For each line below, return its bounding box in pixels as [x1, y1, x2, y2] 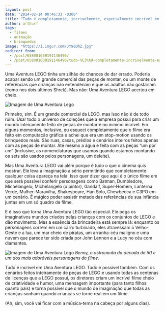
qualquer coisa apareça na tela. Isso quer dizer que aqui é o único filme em [5, 173, 158, 179]
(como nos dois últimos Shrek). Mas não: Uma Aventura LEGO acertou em [5, 87, 155, 93]
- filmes [9, 30, 27, 35]
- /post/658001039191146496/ [9, 53, 69, 58]
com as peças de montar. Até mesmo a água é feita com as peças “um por [5, 142, 156, 148]
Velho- [135, 225, 149, 231]
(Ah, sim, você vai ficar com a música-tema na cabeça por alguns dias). [5, 300, 151, 306]
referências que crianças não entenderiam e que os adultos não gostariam [5, 82, 156, 88]
